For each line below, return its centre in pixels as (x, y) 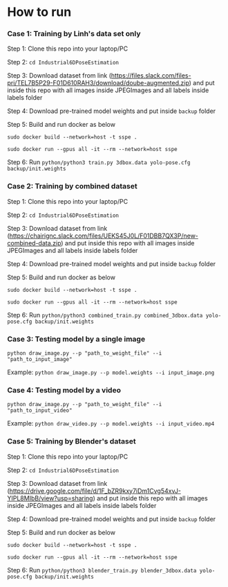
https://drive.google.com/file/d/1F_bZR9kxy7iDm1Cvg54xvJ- (95, 491)
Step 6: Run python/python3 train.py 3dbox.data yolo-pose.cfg (99, 162)
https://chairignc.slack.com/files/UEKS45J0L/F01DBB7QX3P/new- (104, 236)
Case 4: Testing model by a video (64, 390)
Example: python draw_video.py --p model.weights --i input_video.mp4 (111, 423)
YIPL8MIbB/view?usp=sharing (50, 498)
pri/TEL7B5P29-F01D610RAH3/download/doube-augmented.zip (98, 83)
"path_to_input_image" (40, 360)
